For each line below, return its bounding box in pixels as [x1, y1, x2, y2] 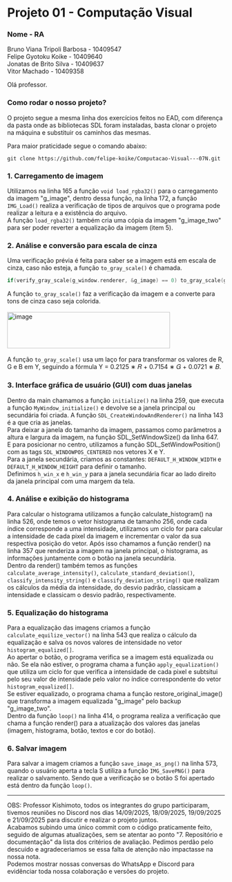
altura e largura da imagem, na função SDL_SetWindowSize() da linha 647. [7, 433, 219, 441]
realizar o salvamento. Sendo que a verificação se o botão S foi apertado [7, 774, 215, 782]
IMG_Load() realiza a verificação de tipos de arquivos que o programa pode [7, 202, 221, 210]
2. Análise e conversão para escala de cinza [7, 241, 157, 250]
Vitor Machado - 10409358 [7, 67, 84, 75]
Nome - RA [7, 30, 45, 39]
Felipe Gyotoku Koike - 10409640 [7, 53, 103, 61]
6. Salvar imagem [7, 744, 67, 753]
